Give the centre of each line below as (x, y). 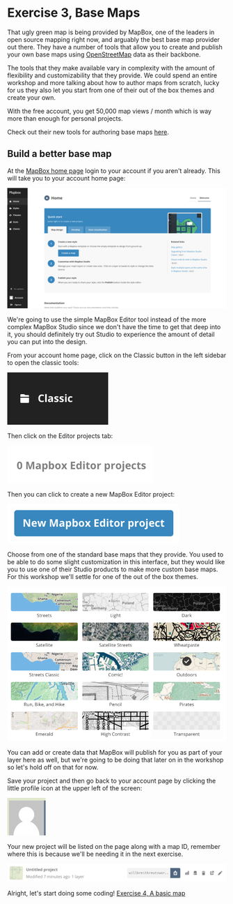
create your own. (32, 97)
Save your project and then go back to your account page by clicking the (112, 781)
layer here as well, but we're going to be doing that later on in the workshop (115, 760)
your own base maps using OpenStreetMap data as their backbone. (104, 54)
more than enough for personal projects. (65, 118)
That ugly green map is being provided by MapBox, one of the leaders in (111, 32)
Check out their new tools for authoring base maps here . (88, 132)
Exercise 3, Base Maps (74, 13)
